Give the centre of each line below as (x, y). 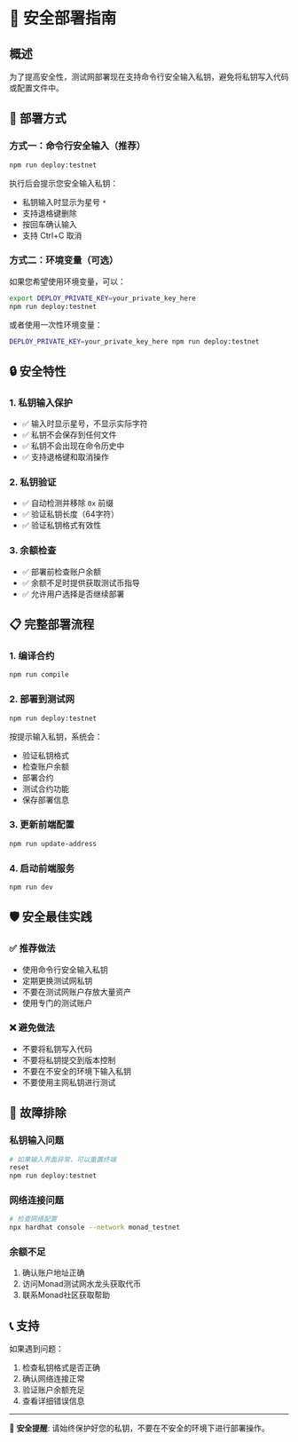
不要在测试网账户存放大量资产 (76, 992)
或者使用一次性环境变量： (56, 324)
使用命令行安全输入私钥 (65, 970)
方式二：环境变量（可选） (64, 260)
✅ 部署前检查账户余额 (62, 571)
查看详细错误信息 (53, 1401)
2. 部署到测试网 (42, 700)
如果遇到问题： (36, 1349)
